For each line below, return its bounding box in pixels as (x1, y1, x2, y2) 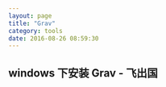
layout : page (8, 11, 52, 20)
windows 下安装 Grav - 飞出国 (8, 66, 159, 80)
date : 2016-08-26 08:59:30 (8, 34, 99, 43)
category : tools (8, 27, 63, 35)
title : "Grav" (8, 19, 56, 27)
